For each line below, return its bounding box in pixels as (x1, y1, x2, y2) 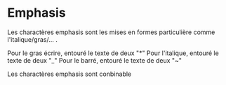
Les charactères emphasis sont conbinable (7, 70, 132, 78)
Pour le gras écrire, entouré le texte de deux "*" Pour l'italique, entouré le (7, 49, 219, 57)
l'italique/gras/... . (7, 35, 58, 43)
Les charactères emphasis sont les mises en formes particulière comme (7, 28, 215, 36)
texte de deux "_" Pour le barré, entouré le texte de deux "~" (7, 56, 182, 64)
